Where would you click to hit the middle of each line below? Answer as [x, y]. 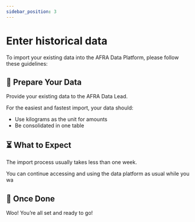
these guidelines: [27, 63]
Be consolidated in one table [49, 126]
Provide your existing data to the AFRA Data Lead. [67, 96]
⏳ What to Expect [39, 145]
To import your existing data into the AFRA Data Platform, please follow [92, 57]
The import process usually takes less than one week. [71, 162]
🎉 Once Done [30, 199]
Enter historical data [57, 41]
